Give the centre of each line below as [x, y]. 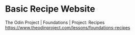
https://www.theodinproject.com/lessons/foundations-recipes [68, 27]
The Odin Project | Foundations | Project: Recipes [55, 22]
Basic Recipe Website [50, 9]
